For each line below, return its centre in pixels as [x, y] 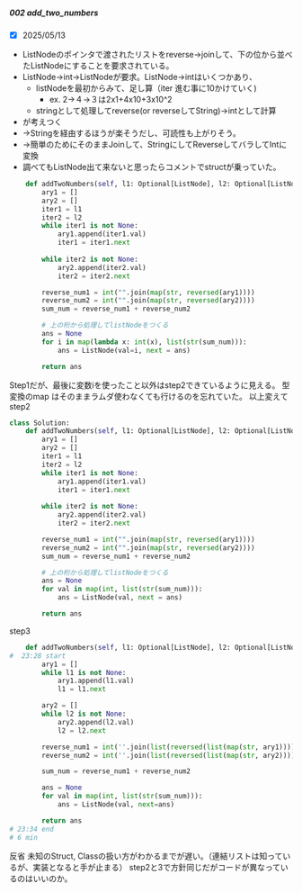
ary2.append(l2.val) [96, 722]
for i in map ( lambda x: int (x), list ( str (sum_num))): [144, 342]
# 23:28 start [38, 656]
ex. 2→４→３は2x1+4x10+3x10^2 [111, 100]
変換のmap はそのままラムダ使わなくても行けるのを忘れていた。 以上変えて [149, 396]
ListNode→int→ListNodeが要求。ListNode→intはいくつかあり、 [140, 77]
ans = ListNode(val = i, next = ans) [124, 350]
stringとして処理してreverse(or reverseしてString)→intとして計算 [156, 111]
